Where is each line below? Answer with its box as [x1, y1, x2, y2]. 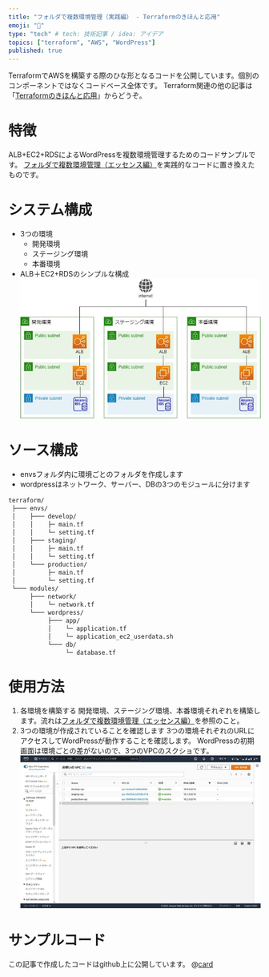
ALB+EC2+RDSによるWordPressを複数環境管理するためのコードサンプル [8, 150, 249, 159]
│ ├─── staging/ [11, 536, 78, 544]
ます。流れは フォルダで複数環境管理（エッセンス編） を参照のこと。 [19, 716, 244, 725]
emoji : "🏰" [8, 21, 45, 30]
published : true [8, 46, 62, 55]
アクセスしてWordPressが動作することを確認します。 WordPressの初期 [19, 736, 255, 745]
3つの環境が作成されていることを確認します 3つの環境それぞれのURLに [19, 725, 255, 735]
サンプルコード [8, 931, 106, 950]
